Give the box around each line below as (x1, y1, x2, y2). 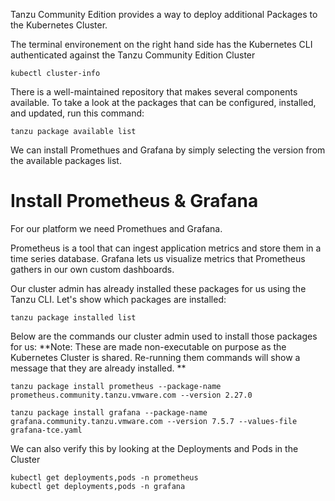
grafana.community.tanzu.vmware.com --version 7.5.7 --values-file (10, 416, 298, 426)
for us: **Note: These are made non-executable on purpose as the (10, 340, 287, 353)
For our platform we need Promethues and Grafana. (10, 222, 223, 234)
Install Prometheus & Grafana (10, 190, 259, 213)
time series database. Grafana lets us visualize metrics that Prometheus (10, 252, 306, 264)
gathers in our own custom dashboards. (10, 263, 175, 275)
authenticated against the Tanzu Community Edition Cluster (10, 49, 256, 61)
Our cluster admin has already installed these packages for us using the (10, 282, 307, 294)
